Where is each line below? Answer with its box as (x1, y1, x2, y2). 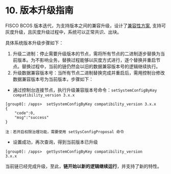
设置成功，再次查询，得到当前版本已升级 (12, 139, 98, 145)
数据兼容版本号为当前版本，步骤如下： (12, 76, 93, 82)
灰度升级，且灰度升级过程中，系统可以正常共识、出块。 (5, 29, 121, 35)
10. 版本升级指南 (5, 5, 74, 16)
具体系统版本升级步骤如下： (5, 39, 64, 46)
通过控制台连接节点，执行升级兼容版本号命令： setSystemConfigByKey (12, 87, 157, 93)
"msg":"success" (14, 115, 50, 120)
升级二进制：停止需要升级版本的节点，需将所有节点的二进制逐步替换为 (12, 51, 161, 57)
